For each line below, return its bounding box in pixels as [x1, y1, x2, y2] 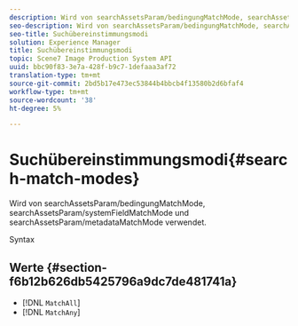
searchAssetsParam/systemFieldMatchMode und [9, 208, 189, 219]
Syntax [9, 235, 35, 245]
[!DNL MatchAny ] [21, 307, 81, 317]
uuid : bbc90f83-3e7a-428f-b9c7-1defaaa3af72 [9, 63, 176, 72]
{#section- [46, 259, 108, 275]
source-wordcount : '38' [9, 95, 98, 105]
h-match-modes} [9, 169, 140, 189]
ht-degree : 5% [9, 104, 62, 113]
